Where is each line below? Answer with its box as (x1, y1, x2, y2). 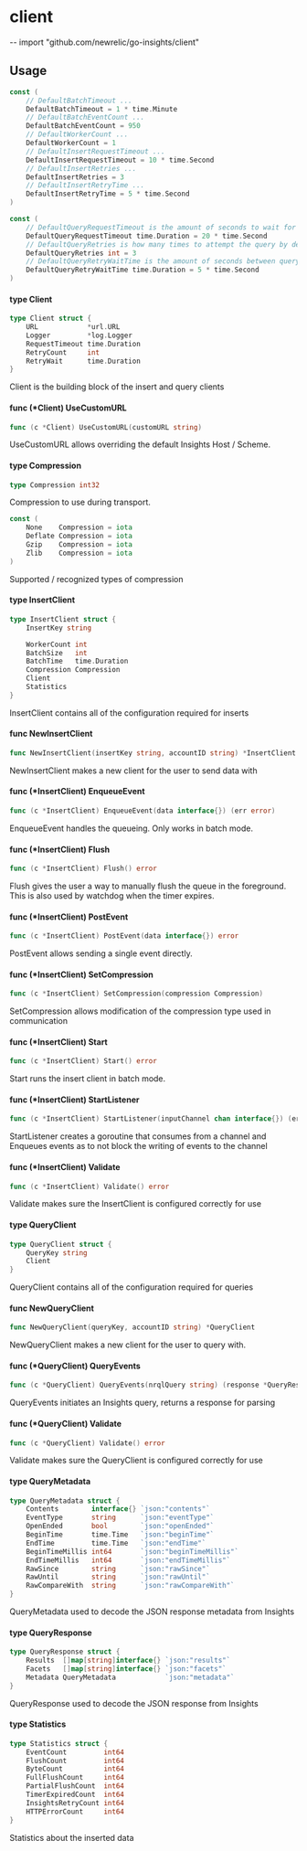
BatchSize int (26, 648, 89, 657)
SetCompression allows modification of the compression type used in (9, 1005, 271, 1016)
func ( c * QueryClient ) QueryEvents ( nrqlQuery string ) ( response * (9, 1380, 268, 1390)
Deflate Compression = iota (26, 532, 132, 541)
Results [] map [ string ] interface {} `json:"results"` (26, 1656, 231, 1665)
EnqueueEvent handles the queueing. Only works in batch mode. (9, 823, 254, 834)
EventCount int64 (26, 1748, 125, 1757)
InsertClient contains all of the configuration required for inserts (9, 707, 249, 718)
